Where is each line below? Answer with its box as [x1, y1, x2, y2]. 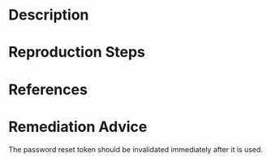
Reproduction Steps [8, 43, 146, 62]
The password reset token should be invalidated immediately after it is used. [8, 144, 264, 154]
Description [8, 6, 89, 24]
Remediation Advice [8, 117, 148, 136]
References [8, 80, 88, 99]
